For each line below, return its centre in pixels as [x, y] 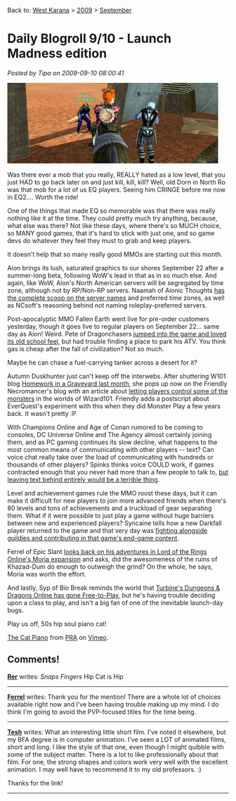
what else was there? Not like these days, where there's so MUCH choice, [114, 225]
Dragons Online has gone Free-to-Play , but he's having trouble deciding [111, 595]
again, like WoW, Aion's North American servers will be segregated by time [116, 283]
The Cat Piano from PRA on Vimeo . [58, 637]
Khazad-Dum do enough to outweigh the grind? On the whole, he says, [110, 567]
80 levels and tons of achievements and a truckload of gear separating [110, 508]
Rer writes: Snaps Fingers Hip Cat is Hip [66, 676]
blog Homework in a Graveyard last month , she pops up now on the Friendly [117, 384]
